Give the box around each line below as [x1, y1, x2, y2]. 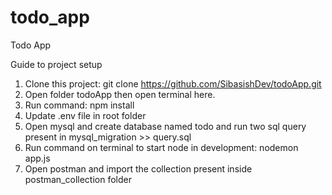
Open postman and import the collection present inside [24, 162, 253, 175]
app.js [24, 152, 51, 164]
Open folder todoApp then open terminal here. [24, 88, 216, 100]
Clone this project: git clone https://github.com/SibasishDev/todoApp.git [24, 77, 322, 90]
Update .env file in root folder [24, 109, 147, 121]
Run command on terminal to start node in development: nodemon [24, 141, 299, 153]
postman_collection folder [24, 173, 132, 185]
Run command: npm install [24, 99, 135, 111]
